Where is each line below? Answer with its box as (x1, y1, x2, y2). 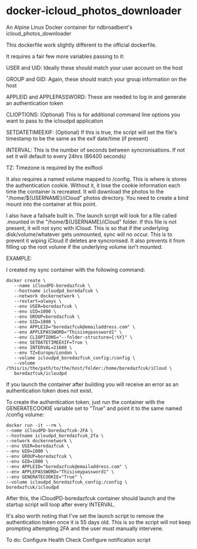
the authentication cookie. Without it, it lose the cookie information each (6, 182, 181, 189)
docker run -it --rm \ (6, 422, 62, 428)
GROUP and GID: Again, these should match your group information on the (6, 75, 187, 83)
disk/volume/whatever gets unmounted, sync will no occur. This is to (6, 231, 172, 238)
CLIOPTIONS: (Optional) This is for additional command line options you (6, 111, 181, 118)
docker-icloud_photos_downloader (6, 4, 182, 18)
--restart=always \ (14, 298, 62, 304)
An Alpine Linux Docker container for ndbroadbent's (6, 24, 133, 31)
